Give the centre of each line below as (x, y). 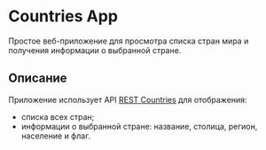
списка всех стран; (58, 116)
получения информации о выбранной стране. (95, 50)
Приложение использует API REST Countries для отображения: (128, 99)
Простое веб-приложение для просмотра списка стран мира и (129, 41)
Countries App (63, 16)
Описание (38, 79)
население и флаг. (55, 136)
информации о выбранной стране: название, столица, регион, (139, 126)
